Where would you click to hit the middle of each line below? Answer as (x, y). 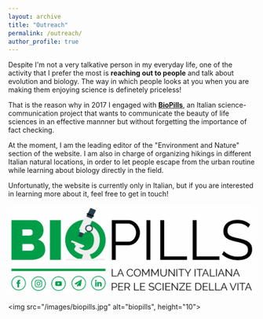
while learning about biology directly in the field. (86, 170)
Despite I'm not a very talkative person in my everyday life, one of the (121, 65)
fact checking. (31, 130)
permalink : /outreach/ (45, 33)
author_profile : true (44, 42)
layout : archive (35, 16)
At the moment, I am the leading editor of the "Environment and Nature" (124, 145)
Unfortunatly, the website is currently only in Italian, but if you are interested (131, 185)
